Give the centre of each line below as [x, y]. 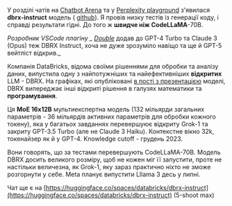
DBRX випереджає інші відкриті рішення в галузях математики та [105, 88]
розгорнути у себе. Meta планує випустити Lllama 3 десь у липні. [104, 174]
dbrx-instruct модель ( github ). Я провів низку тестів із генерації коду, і [113, 17]
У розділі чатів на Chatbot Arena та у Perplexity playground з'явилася [109, 10]
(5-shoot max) [194, 195]
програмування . [32, 96]
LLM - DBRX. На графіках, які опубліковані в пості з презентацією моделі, [116, 81]
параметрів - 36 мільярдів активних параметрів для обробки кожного [112, 117]
